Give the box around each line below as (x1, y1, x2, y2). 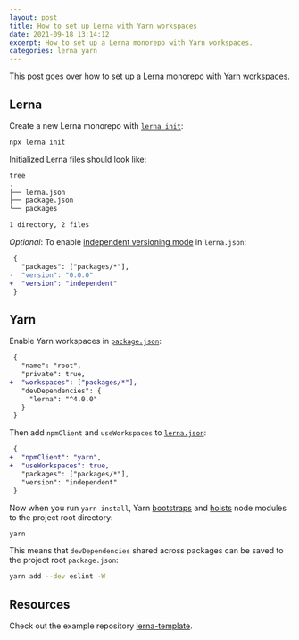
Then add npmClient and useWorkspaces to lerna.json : (9, 427, 207, 438)
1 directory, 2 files (9, 221, 90, 230)
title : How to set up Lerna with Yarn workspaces (9, 21, 198, 30)
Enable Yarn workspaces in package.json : (9, 336, 162, 347)
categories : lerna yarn (9, 46, 98, 55)
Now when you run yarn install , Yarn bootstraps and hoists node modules (9, 502, 287, 513)
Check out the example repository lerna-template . (9, 620, 194, 631)
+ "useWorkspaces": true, (9, 461, 110, 470)
